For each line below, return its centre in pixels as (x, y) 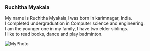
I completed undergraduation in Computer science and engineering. (75, 23)
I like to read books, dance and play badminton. (54, 34)
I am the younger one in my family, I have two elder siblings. (67, 29)
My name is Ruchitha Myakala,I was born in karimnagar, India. (69, 18)
